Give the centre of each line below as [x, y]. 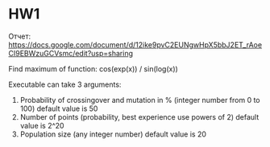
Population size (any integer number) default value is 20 [113, 134]
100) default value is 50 [59, 108]
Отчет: [20, 36]
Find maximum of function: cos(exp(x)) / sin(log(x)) [93, 68]
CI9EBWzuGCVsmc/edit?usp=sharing [71, 53]
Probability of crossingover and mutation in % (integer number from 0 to [140, 100]
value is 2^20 [42, 125]
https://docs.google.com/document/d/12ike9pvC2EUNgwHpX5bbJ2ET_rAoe [135, 44]
